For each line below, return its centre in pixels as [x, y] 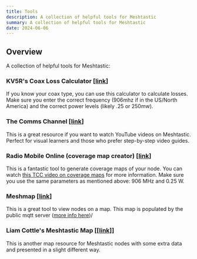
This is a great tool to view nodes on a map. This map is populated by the [95, 209]
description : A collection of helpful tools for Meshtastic [81, 17]
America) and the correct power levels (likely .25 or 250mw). [80, 106]
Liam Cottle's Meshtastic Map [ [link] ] [60, 231]
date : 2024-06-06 [27, 28]
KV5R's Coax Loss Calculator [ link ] [57, 81]
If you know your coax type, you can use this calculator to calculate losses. [97, 94]
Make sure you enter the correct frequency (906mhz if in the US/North [92, 100]
